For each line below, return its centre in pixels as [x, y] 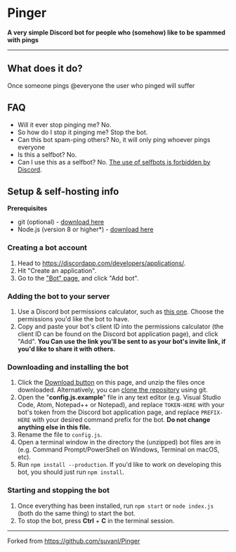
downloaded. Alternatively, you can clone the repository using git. [113, 390]
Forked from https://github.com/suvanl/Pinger [74, 541]
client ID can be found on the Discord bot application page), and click [118, 334]
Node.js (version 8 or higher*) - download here [85, 229]
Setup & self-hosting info [63, 191]
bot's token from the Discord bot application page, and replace [109, 412]
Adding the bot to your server [59, 296]
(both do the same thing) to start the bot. [76, 513]
